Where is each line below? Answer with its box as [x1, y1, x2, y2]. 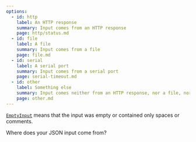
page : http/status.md [16, 30, 69, 36]
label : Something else [16, 85, 72, 91]
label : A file [16, 41, 51, 47]
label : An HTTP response [16, 19, 77, 25]
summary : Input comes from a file [16, 47, 100, 53]
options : [6, 8, 27, 15]
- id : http [11, 14, 38, 20]
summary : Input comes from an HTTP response [16, 25, 127, 31]
